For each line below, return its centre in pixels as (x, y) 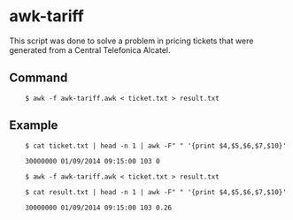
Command (39, 78)
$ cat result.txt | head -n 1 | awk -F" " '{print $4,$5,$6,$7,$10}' (156, 192)
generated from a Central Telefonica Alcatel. (90, 49)
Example (34, 125)
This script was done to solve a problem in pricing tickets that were (131, 41)
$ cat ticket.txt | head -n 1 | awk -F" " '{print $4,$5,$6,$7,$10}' (156, 146)
